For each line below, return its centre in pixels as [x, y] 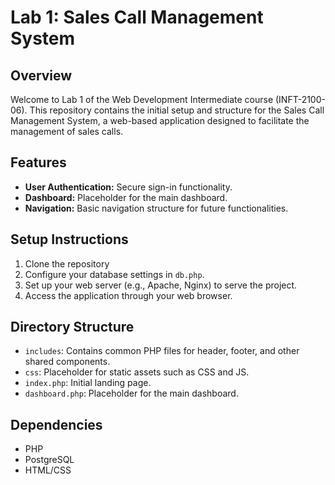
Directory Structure [72, 327]
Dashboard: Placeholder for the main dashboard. [126, 197]
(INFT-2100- [300, 99]
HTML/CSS [48, 470]
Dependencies [56, 424]
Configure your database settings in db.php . [114, 274]
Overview [41, 75]
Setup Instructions [69, 239]
